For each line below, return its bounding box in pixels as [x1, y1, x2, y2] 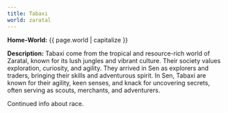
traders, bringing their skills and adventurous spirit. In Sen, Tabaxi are [7, 71, 206, 80]
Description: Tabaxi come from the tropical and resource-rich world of [7, 49, 211, 58]
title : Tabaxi [7, 10, 49, 17]
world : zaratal [7, 17, 51, 24]
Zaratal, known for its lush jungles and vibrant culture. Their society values [7, 56, 221, 64]
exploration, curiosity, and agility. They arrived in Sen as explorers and [7, 64, 209, 72]
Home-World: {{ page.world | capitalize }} [7, 35, 129, 44]
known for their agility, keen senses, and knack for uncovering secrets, [7, 78, 211, 87]
